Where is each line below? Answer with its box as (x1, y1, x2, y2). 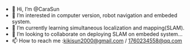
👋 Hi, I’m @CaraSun (11, 6, 60, 12)
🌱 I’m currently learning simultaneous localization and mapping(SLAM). (11, 24, 185, 31)
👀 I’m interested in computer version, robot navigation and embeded (11, 12, 178, 19)
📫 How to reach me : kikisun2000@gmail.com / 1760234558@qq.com (11, 37, 182, 44)
